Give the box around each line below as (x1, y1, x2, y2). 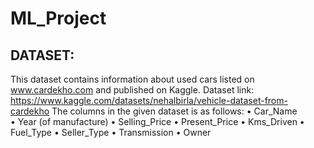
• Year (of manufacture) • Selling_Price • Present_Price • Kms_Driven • (10, 116, 305, 127)
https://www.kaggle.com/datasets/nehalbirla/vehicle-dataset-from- (10, 95, 288, 106)
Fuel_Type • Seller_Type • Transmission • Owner (10, 127, 212, 138)
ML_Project (10, 7, 107, 30)
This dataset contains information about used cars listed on (10, 73, 255, 85)
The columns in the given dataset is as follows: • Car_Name (51, 105, 298, 117)
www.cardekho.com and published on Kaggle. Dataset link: (10, 84, 255, 96)
